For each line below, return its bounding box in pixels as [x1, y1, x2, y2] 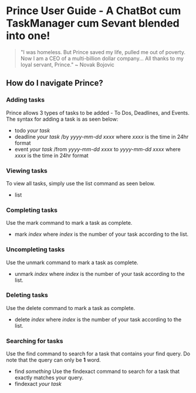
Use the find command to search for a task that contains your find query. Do [6, 350, 191, 357]
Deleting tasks [6, 291, 48, 299]
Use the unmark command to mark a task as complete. [6, 259, 139, 266]
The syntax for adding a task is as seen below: [6, 115, 119, 122]
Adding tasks [6, 96, 45, 104]
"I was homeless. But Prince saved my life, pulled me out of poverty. [20, 48, 186, 55]
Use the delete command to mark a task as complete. [6, 304, 136, 311]
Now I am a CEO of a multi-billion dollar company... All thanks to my [20, 55, 184, 62]
